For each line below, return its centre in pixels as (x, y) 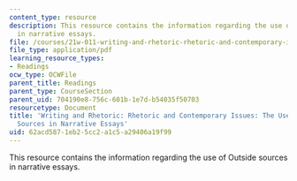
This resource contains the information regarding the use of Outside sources (148, 157)
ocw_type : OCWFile (43, 75)
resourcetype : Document (53, 108)
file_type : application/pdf (61, 50)
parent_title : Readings (53, 83)
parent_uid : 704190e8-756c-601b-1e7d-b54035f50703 (104, 99)
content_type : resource (53, 17)
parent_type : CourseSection (61, 91)
